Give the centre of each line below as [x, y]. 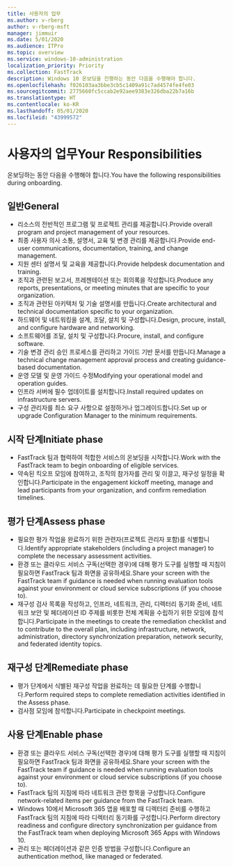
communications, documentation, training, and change [110, 248]
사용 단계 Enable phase [55, 735]
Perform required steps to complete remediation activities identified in [125, 694]
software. [31, 344]
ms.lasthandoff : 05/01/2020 [48, 111]
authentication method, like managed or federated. [90, 856]
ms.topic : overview [35, 53]
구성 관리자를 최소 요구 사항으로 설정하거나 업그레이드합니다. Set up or [112, 408]
